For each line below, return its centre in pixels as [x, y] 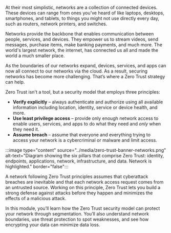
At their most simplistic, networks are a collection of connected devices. [81, 7]
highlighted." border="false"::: [37, 166]
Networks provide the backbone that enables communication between [80, 34]
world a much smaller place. [35, 56]
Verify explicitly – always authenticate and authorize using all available [88, 102]
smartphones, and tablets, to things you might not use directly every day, [82, 18]
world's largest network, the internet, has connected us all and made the [82, 50]
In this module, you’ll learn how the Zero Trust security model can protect [83, 208]
